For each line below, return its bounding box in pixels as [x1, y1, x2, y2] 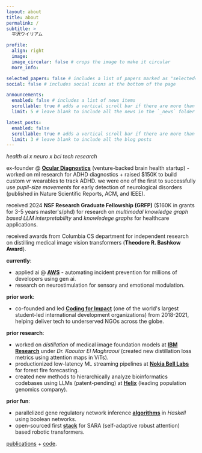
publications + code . [6, 440, 57, 448]
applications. [6, 221, 38, 228]
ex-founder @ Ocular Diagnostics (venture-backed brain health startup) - [6, 164, 189, 172]
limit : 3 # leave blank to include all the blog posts [11, 136, 152, 142]
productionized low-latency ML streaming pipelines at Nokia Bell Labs [14, 360, 189, 367]
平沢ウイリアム [11, 31, 43, 37]
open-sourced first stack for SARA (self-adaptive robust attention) [14, 422, 180, 430]
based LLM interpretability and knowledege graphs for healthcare [6, 214, 170, 222]
